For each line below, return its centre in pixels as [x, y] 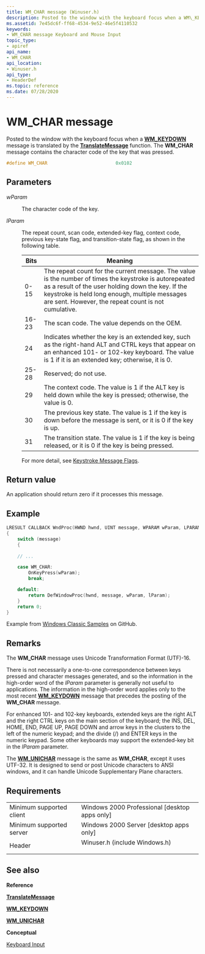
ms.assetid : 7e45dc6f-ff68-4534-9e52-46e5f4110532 [72, 23]
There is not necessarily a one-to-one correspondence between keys [94, 670]
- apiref [17, 47]
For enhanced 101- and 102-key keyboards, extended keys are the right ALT [101, 714]
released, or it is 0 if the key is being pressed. [109, 445]
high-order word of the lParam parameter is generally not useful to [90, 683]
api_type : [19, 75]
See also [23, 870]
